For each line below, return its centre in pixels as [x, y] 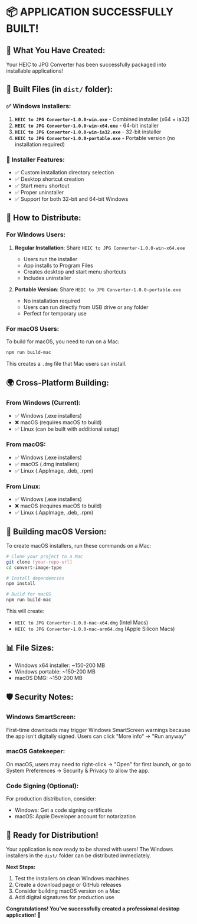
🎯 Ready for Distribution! [52, 835]
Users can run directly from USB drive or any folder [86, 307]
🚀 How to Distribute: [44, 218]
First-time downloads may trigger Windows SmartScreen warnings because [98, 730]
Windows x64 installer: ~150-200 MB [60, 665]
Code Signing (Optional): [42, 786]
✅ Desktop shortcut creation [49, 179]
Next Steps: [21, 867]
